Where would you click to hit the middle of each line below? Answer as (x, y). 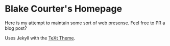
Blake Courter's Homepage (64, 9)
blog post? (16, 28)
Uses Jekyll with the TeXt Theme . (40, 38)
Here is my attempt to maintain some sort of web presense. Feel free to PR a (85, 23)
